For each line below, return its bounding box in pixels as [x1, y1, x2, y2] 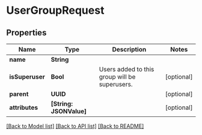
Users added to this [99, 65, 155, 73]
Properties [6, 28, 47, 38]
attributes [9, 103, 38, 112]
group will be [99, 73, 136, 81]
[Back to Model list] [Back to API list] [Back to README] [6, 122, 144, 130]
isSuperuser [9, 73, 45, 81]
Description [112, 46, 147, 53]
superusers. [99, 80, 133, 88]
